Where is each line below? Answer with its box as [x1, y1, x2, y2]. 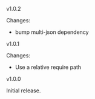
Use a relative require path [15, 63, 82, 71]
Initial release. [6, 87, 41, 94]
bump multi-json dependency [15, 28, 89, 36]
